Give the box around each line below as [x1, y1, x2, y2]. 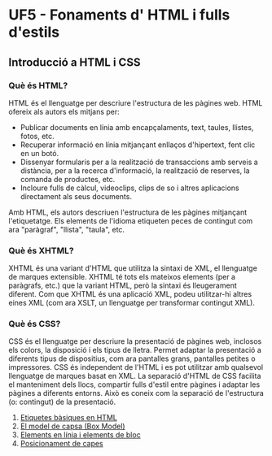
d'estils [8, 23, 60, 41]
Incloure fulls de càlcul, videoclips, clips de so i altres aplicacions [20, 183, 240, 193]
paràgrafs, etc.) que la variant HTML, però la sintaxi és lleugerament [8, 280, 238, 290]
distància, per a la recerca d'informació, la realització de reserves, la [20, 165, 250, 176]
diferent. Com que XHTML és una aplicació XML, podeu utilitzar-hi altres [8, 289, 252, 299]
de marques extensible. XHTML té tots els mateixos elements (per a [8, 272, 236, 282]
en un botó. [20, 148, 59, 158]
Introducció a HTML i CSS [8, 55, 141, 69]
